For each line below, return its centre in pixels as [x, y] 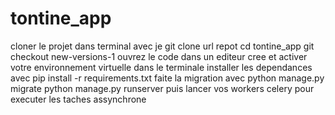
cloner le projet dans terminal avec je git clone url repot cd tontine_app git [162, 46]
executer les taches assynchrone [78, 99]
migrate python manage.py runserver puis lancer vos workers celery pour [162, 88]
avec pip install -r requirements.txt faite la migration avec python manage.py [167, 78]
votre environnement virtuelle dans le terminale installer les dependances [161, 67]
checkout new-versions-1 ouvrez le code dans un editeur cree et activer [159, 56]
